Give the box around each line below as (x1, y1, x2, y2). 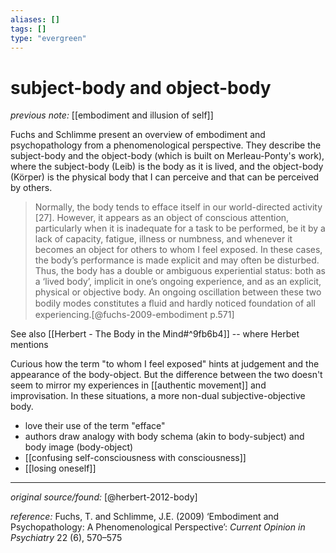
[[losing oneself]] (24, 462, 97, 475)
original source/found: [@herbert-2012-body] (10, 491, 198, 503)
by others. (10, 182, 53, 194)
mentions (10, 339, 49, 351)
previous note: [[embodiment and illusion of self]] (10, 109, 214, 121)
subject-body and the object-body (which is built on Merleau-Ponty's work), (10, 150, 325, 162)
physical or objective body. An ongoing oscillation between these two (34, 286, 322, 298)
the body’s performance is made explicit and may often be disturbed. (34, 254, 320, 266)
